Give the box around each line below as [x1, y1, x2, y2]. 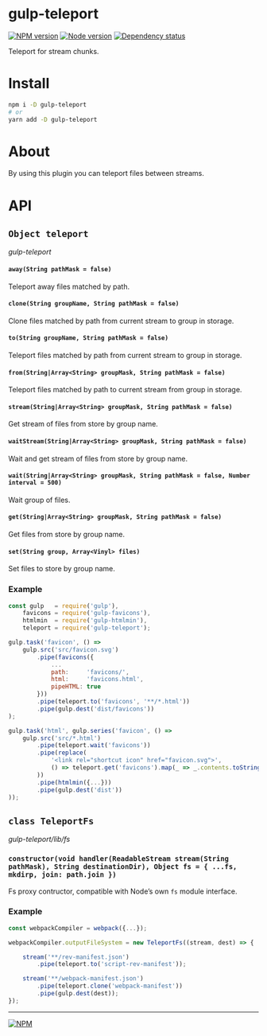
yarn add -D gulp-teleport [8, 115, 98, 123]
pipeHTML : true [50, 683, 102, 691]
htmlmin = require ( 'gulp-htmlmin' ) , [22, 617, 148, 625]
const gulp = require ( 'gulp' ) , [8, 602, 119, 610]
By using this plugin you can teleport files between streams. [8, 169, 204, 178]
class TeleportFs [8, 815, 94, 827]
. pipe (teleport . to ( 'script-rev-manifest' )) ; [37, 960, 187, 968]
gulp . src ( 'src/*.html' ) [22, 734, 102, 742]
